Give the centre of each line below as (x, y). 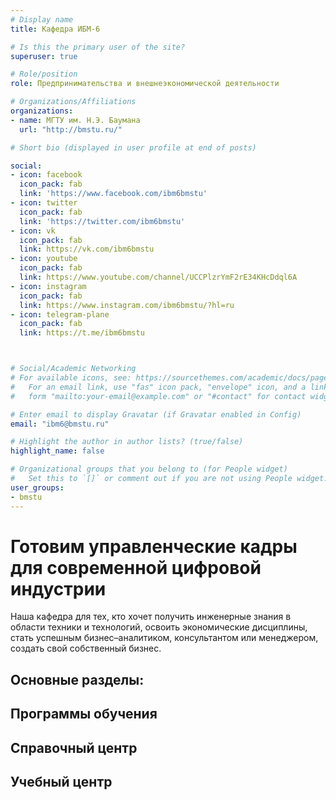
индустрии (58, 588)
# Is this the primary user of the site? (98, 47)
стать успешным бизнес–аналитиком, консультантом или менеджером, (164, 638)
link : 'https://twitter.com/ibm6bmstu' (102, 221)
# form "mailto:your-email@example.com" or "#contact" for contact (158, 396)
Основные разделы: (77, 679)
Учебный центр (61, 782)
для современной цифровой (136, 567)
